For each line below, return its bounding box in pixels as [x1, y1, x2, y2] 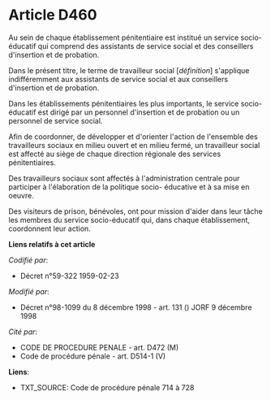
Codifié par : [8, 254, 49, 265]
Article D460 [8, 6, 97, 24]
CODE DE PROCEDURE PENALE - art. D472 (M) [19, 342, 179, 352]
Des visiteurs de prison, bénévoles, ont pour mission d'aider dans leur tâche [8, 206, 264, 216]
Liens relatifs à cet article [8, 239, 96, 249]
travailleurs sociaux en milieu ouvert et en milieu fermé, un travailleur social [8, 140, 260, 150]
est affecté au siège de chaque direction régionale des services [8, 149, 222, 159]
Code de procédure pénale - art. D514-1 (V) [19, 351, 166, 361]
